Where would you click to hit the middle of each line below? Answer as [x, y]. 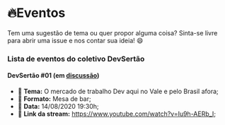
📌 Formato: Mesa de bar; [54, 99]
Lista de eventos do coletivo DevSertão [76, 59]
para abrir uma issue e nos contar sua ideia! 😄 [75, 40]
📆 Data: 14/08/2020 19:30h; [58, 107]
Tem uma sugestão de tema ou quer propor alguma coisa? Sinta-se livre [112, 32]
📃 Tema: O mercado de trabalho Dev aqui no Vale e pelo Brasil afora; [118, 91]
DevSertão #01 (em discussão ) [53, 76]
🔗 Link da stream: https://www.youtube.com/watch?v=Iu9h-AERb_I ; [117, 114]
